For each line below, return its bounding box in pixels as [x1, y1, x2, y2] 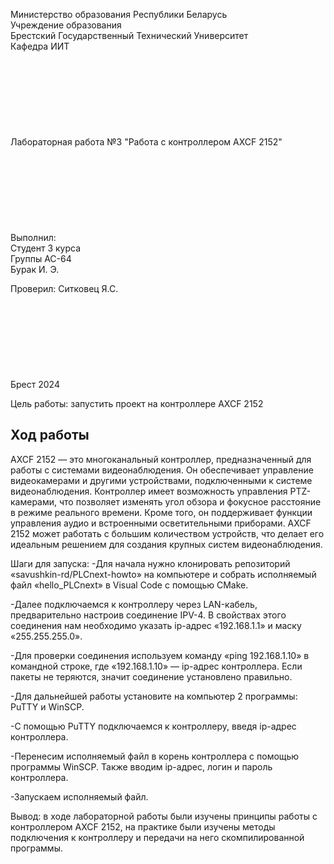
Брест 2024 [10, 379, 60, 390]
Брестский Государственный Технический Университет [10, 30, 249, 41]
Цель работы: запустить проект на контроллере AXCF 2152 [10, 398, 264, 409]
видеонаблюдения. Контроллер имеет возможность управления [10, 485, 288, 497]
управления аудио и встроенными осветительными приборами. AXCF [10, 517, 312, 529]
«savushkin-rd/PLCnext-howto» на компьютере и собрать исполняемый [10, 568, 317, 580]
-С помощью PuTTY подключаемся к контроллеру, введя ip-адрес [10, 720, 297, 732]
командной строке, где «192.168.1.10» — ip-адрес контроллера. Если [10, 660, 303, 672]
